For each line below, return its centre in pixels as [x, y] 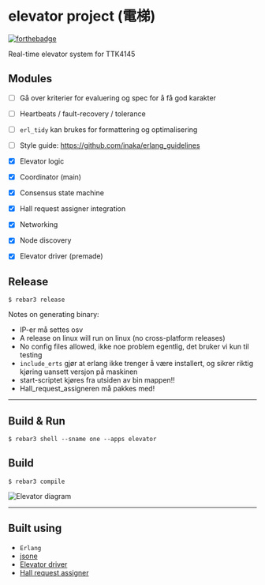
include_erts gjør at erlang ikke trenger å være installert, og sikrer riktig [136, 364]
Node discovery [45, 240]
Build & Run [37, 421]
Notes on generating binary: [54, 315]
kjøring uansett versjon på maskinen [78, 372]
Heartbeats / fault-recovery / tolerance [82, 113]
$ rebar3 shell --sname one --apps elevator [82, 440]
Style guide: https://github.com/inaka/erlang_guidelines [110, 145]
